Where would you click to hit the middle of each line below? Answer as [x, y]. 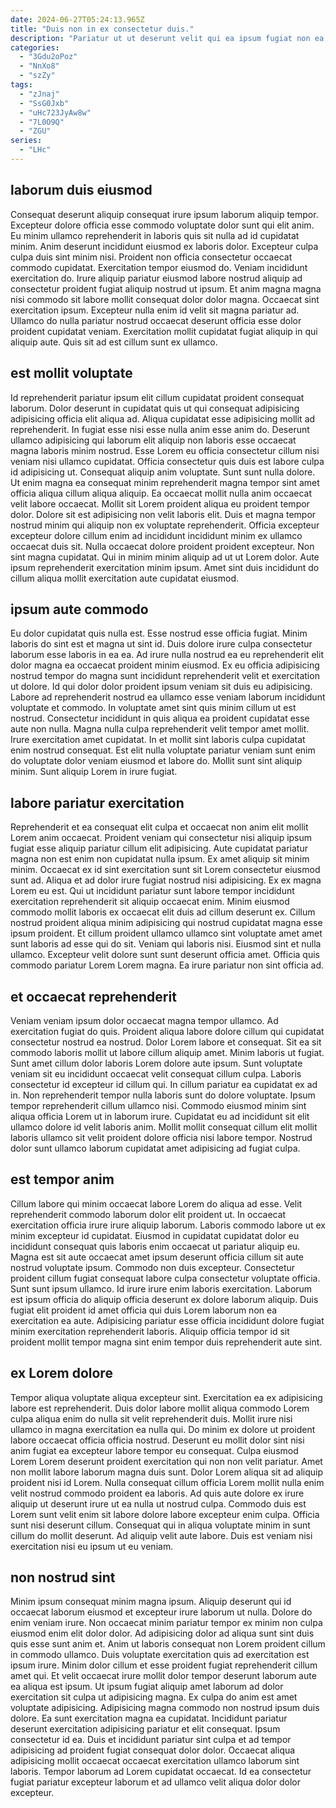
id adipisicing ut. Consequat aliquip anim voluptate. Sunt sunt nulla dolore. [163, 472]
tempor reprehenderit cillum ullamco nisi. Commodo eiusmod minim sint [158, 1105]
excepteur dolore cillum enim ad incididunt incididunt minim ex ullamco [156, 535]
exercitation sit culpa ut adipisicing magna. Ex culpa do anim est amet [154, 1697]
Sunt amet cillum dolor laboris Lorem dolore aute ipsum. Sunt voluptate [156, 1063]
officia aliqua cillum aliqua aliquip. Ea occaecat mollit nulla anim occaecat [161, 493]
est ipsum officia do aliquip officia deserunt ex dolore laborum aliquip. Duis [164, 1299]
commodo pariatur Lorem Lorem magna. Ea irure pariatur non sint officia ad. [167, 965]
